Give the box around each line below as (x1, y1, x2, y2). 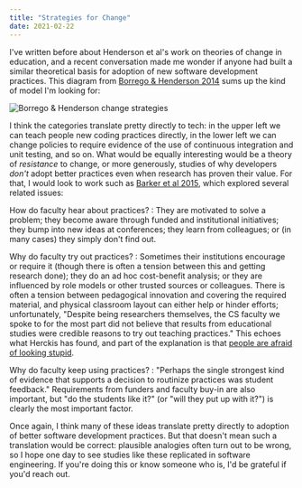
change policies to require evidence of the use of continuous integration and (9, 139, 294, 150)
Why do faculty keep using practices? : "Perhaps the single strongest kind (9, 364, 285, 375)
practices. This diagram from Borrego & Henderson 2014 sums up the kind (9, 75, 286, 86)
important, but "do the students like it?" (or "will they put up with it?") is (9, 393, 274, 404)
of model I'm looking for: (9, 85, 101, 96)
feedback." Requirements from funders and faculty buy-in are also (9, 383, 256, 394)
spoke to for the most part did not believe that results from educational (9, 318, 272, 329)
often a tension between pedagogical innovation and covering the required (9, 289, 287, 300)
